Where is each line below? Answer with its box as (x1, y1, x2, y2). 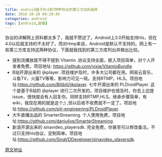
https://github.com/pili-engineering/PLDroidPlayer (18, 106, 119, 112)
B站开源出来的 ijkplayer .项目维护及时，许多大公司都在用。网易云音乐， (12, 69, 155, 76)
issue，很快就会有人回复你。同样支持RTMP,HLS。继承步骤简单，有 (12, 94, 147, 100)
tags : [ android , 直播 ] (5, 20, 48, 26)
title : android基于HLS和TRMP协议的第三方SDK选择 (5, 7, 98, 12)
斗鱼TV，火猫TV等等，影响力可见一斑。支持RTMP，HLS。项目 (12, 76, 139, 81)
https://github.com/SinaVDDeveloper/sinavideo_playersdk (18, 137, 134, 142)
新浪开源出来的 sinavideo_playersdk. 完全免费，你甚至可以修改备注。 (12, 124, 151, 130)
